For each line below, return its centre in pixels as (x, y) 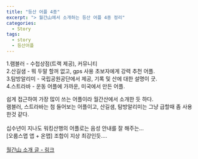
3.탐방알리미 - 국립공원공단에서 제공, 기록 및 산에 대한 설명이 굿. (82, 79)
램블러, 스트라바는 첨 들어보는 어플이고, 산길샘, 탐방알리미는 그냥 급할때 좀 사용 (99, 106)
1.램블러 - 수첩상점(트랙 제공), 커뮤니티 (52, 63)
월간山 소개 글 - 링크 (30, 149)
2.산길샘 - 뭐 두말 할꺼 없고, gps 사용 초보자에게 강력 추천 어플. (81, 71)
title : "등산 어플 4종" (33, 12)
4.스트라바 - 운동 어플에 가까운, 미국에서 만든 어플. (66, 86)
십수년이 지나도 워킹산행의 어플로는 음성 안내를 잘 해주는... (75, 128)
